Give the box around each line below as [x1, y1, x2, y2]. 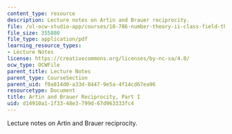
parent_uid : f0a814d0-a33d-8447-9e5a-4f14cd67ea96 [7, 81, 156, 88]
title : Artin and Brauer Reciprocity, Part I [7, 94, 140, 101]
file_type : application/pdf [7, 36, 88, 43]
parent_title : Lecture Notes [7, 68, 91, 75]
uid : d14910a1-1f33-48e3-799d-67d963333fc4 [7, 100, 135, 107]
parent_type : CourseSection [7, 74, 88, 82]
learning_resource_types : [7, 42, 81, 49]
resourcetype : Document [7, 87, 76, 94]
